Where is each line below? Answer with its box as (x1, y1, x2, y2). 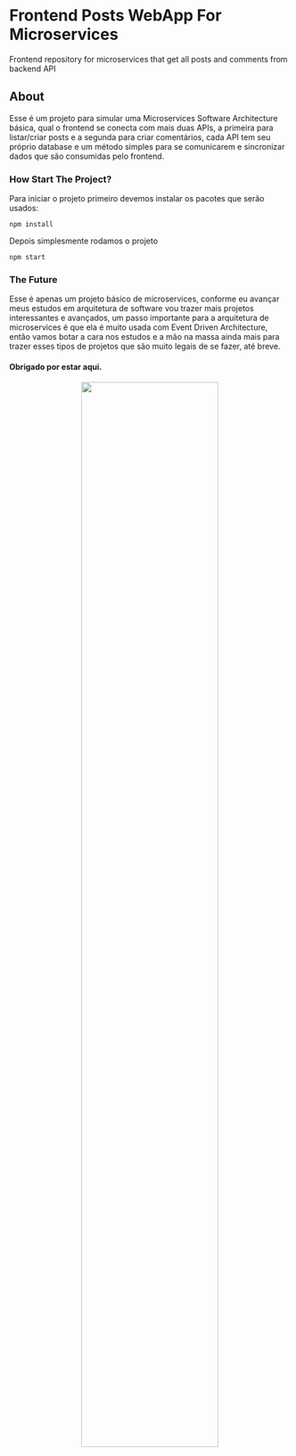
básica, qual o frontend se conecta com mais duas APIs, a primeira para (9, 122, 274, 133)
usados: (9, 202, 38, 214)
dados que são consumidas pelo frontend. (9, 151, 165, 161)
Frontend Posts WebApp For (9, 5, 222, 26)
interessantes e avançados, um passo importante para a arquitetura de (9, 313, 269, 324)
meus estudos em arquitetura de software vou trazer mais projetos (9, 303, 254, 314)
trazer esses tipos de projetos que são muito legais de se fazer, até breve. (9, 341, 281, 352)
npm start (9, 253, 46, 262)
